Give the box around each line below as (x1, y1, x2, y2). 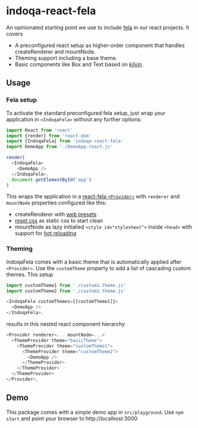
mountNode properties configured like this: (6, 199, 107, 207)
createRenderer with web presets (14, 211, 97, 218)
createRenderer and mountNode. (14, 48, 96, 55)
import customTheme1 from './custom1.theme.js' (6, 282, 127, 288)
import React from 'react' (6, 127, 73, 133)
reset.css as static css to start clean (14, 217, 103, 224)
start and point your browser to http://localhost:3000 (6, 415, 138, 422)
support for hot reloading (14, 230, 77, 237)
